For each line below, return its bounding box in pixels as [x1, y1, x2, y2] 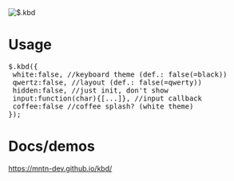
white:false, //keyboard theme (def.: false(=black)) [12, 69, 228, 79]
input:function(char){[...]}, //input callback [12, 93, 202, 103]
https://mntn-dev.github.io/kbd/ [8, 163, 113, 173]
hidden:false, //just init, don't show [12, 85, 169, 95]
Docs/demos [8, 137, 96, 155]
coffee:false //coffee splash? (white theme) [12, 101, 194, 111]
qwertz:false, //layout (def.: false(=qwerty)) [12, 77, 202, 87]
